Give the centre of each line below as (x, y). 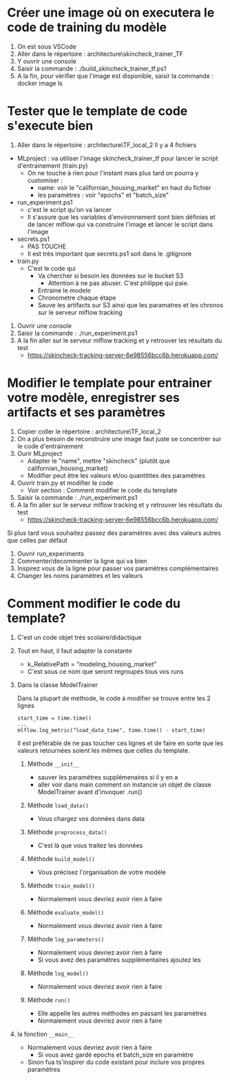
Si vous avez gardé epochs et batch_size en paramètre (116, 1054)
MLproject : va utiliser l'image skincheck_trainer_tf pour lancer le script (117, 158)
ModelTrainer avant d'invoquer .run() (90, 791)
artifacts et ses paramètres (86, 413)
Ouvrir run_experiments (51, 553)
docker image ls (40, 83)
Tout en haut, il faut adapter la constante (74, 650)
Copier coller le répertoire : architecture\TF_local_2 (89, 431)
